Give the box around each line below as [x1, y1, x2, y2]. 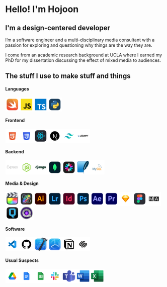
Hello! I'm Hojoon [5, 4, 79, 15]
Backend [5, 149, 24, 155]
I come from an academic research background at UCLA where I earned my [5, 52, 162, 58]
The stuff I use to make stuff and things [5, 72, 131, 80]
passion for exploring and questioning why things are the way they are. [5, 42, 152, 48]
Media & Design [5, 180, 39, 186]
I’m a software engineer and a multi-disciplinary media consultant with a [5, 37, 155, 43]
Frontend [5, 117, 25, 124]
